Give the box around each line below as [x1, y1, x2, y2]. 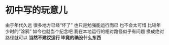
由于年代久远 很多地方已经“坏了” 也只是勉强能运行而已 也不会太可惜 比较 [5, 22, 157, 28]
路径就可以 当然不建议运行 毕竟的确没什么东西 [5, 34, 102, 40]
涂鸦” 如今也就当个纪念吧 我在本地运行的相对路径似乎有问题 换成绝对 [20, 28, 164, 34]
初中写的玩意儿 [5, 4, 68, 16]
